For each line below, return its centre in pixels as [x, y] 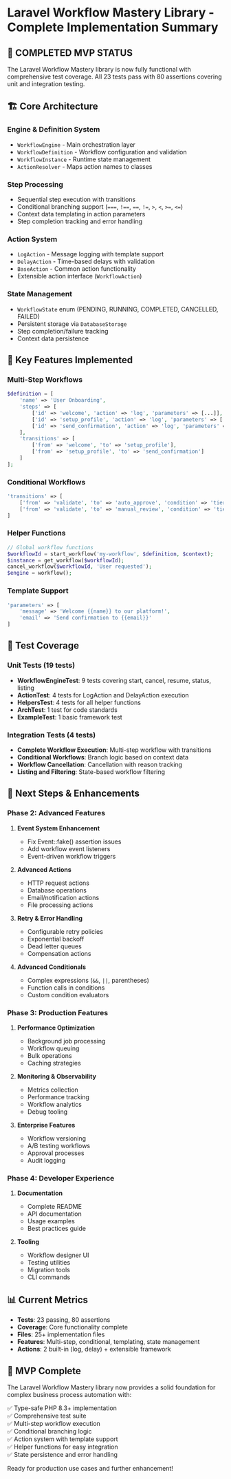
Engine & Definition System [54, 130]
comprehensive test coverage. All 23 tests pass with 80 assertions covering [114, 76]
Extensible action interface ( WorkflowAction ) [79, 276]
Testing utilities [49, 1263]
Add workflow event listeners [69, 848]
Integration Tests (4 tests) [52, 735]
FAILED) [28, 316]
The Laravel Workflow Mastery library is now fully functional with [99, 69]
